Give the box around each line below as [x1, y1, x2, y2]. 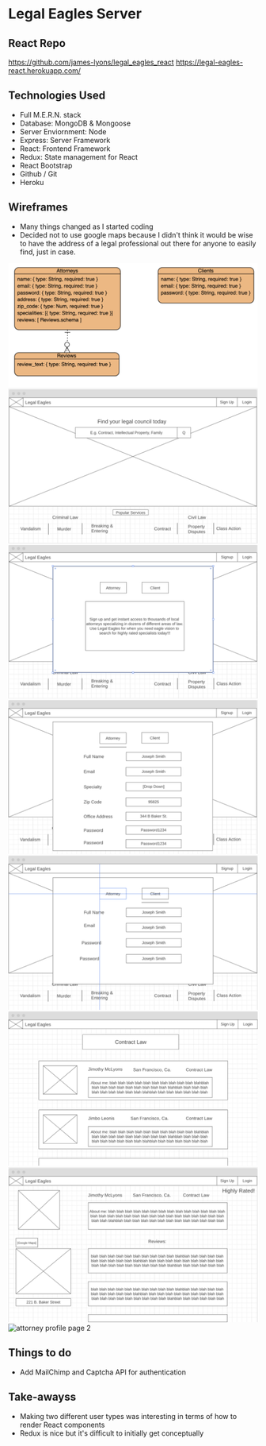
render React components [19, 1420, 105, 1429]
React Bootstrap [19, 160, 73, 170]
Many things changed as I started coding [19, 222, 154, 231]
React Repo [8, 37, 66, 50]
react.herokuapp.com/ [8, 66, 82, 75]
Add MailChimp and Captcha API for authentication [19, 1367, 187, 1377]
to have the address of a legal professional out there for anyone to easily [19, 238, 256, 248]
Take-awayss [8, 1390, 77, 1404]
